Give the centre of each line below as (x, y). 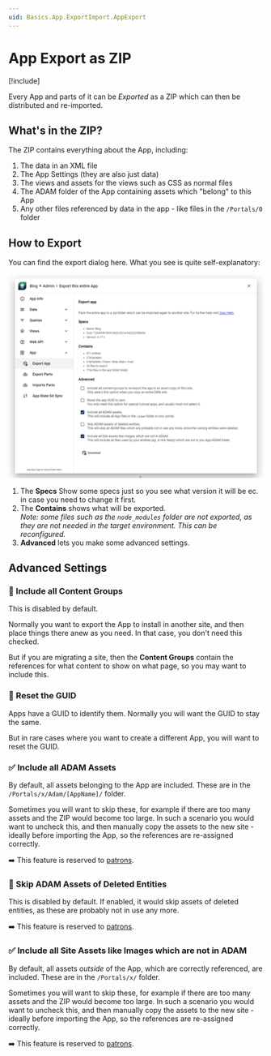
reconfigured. (43, 534)
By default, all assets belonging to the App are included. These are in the (129, 785)
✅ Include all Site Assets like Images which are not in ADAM (128, 951)
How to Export (45, 243)
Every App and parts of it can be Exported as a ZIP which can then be (125, 97)
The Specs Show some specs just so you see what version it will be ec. (139, 491)
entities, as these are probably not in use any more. (94, 910)
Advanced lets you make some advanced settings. (105, 543)
